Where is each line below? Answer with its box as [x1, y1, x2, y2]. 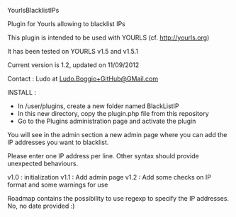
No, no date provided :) [7, 201, 75, 210]
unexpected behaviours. [7, 159, 79, 168]
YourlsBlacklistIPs [7, 6, 60, 14]
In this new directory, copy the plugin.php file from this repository [17, 110, 209, 117]
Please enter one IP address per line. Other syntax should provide [7, 152, 200, 160]
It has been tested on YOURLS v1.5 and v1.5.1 [7, 47, 138, 55]
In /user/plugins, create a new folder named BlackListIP [17, 102, 179, 110]
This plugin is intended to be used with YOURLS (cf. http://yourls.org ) [7, 33, 210, 42]
